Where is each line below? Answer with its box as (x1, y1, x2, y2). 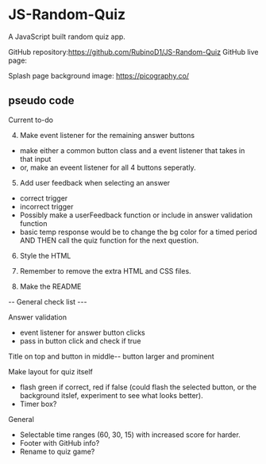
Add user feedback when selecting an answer (19, 178, 171, 187)
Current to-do (8, 115, 54, 125)
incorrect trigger (19, 201, 74, 211)
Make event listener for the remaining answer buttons (19, 130, 195, 140)
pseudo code (8, 94, 75, 108)
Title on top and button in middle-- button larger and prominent (8, 351, 214, 361)
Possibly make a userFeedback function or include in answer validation (19, 210, 253, 220)
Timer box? (19, 399, 57, 408)
